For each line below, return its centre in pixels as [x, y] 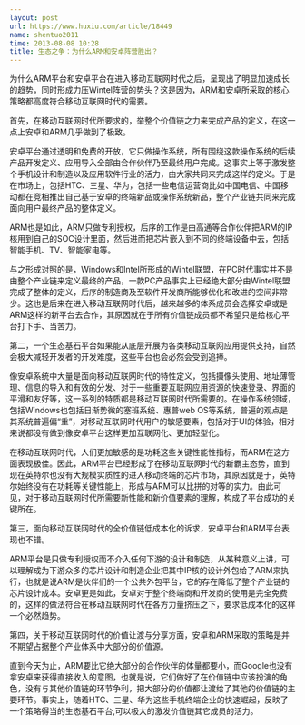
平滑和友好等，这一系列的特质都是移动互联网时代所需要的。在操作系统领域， [152, 399]
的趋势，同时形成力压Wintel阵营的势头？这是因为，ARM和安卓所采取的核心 [149, 90]
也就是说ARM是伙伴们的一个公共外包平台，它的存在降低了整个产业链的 [157, 581]
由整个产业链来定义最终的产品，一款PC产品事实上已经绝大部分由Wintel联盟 [150, 281]
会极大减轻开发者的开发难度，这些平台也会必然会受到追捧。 [121, 357]
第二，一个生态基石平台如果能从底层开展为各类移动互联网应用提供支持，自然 [152, 345]
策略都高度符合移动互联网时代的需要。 [81, 102]
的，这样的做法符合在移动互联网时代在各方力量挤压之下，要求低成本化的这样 [152, 604]
